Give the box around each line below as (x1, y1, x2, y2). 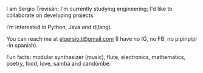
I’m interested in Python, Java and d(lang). (6, 24, 112, 30)
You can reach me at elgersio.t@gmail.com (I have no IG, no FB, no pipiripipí (6, 35, 197, 42)
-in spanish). (6, 42, 38, 49)
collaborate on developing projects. (6, 12, 95, 19)
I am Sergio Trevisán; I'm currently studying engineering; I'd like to (6, 5, 173, 12)
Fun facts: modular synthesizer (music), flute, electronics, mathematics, (6, 54, 186, 60)
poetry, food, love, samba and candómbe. (6, 60, 111, 67)
